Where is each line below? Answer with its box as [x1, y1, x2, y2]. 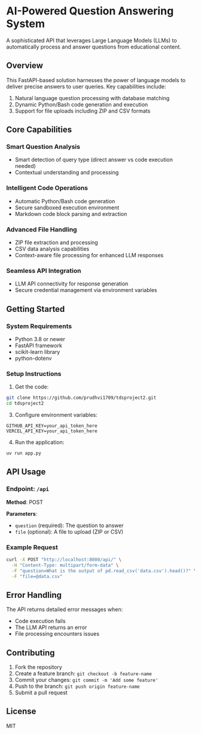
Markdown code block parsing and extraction [14, 210, 127, 217]
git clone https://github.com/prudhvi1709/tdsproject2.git [6, 395, 157, 401]
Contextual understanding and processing [14, 169, 119, 176]
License [6, 706, 36, 717]
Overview [6, 61, 44, 71]
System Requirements [6, 322, 72, 330]
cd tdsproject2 [6, 401, 44, 407]
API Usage [6, 467, 46, 477]
